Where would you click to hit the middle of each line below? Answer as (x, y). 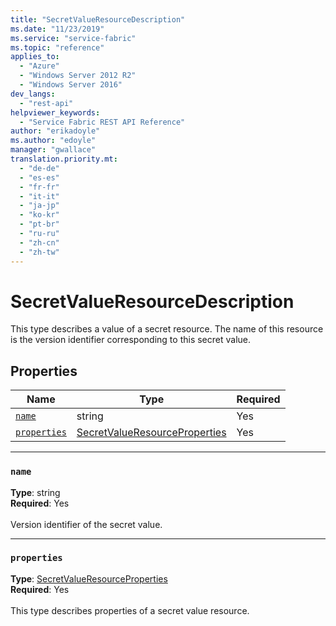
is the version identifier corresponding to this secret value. (131, 340)
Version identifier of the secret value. (86, 524)
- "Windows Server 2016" (71, 85)
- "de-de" (39, 168)
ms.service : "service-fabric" (73, 38)
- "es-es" (39, 177)
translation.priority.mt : (64, 159)
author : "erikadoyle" (55, 131)
